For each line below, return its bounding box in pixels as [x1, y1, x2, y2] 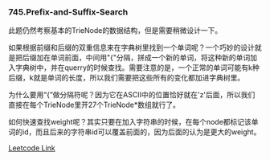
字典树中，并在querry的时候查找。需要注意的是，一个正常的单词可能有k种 [14, 63, 260, 72]
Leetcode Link [8, 143, 56, 153]
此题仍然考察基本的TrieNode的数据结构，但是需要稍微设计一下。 [8, 26, 223, 35]
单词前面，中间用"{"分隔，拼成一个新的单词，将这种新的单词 [50, 53, 251, 63]
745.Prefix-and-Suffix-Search [8, 6, 129, 18]
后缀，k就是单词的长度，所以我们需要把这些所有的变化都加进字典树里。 [8, 73, 245, 83]
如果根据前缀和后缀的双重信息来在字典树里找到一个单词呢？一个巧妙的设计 [8, 43, 255, 52]
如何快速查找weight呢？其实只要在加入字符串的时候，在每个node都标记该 [8, 117, 252, 127]
